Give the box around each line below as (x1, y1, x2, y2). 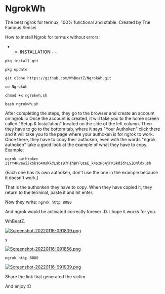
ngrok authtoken (5, 156, 39, 161)
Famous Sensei (5, 24, 37, 30)
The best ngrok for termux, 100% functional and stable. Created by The (5, 19, 151, 25)
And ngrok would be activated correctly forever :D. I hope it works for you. (5, 208, 157, 215)
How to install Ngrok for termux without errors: (5, 34, 100, 40)
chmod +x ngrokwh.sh (5, 93, 48, 98)
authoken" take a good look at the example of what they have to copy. (5, 142, 148, 147)
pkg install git (5, 58, 39, 63)
